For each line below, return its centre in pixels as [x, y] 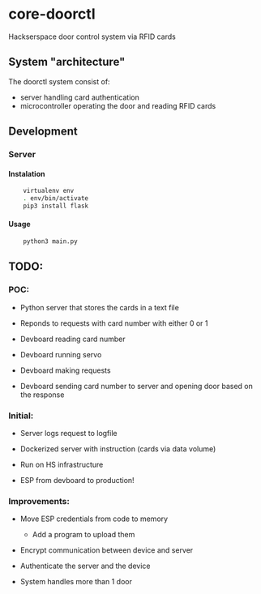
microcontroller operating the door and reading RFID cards [118, 105]
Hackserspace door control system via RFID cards [92, 36]
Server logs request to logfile [68, 433]
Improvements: [39, 501]
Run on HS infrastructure [62, 464]
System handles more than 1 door [76, 582]
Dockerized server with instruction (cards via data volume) [118, 449]
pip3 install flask [56, 206]
